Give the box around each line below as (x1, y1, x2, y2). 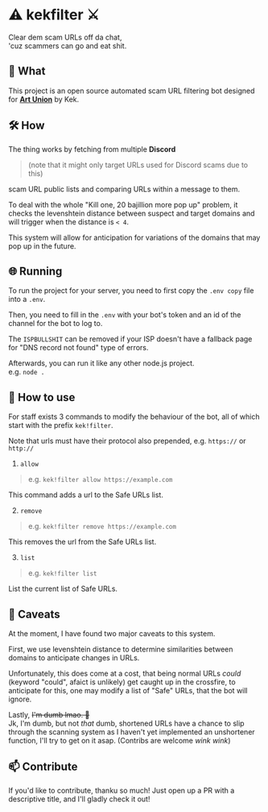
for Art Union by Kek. (8, 94, 80, 104)
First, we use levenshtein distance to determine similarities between (8, 644, 233, 654)
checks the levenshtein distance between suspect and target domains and (8, 208, 255, 218)
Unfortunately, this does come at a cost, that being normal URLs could (8, 668, 241, 678)
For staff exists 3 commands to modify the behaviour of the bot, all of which (8, 412, 260, 421)
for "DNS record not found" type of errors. (8, 343, 149, 353)
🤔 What (8, 65, 46, 78)
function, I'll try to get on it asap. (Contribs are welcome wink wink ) (8, 736, 231, 745)
